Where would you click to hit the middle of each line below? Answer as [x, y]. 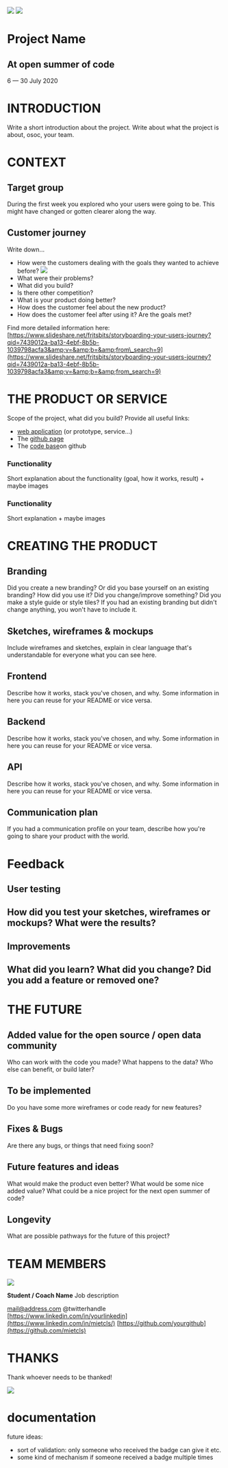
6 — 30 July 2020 [33, 81]
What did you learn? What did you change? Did [109, 970]
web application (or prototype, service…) [75, 431]
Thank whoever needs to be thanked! [60, 1378]
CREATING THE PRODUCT [83, 546]
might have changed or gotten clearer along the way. [82, 211]
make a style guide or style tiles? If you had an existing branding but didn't [112, 602]
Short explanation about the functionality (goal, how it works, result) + [106, 478]
